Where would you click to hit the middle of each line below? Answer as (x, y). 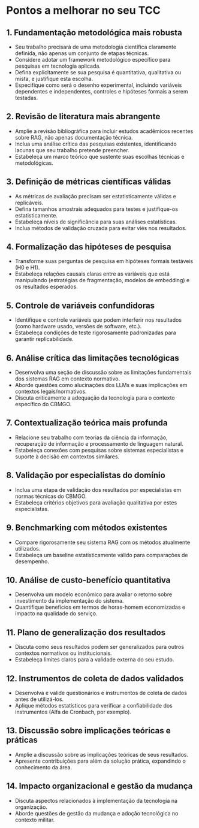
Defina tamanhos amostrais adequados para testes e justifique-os (97, 209)
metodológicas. (34, 163)
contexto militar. (35, 820)
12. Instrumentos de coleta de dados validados (95, 679)
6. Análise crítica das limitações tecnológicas (93, 358)
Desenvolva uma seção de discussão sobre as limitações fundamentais (103, 373)
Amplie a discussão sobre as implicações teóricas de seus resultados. (102, 754)
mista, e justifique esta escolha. (54, 79)
